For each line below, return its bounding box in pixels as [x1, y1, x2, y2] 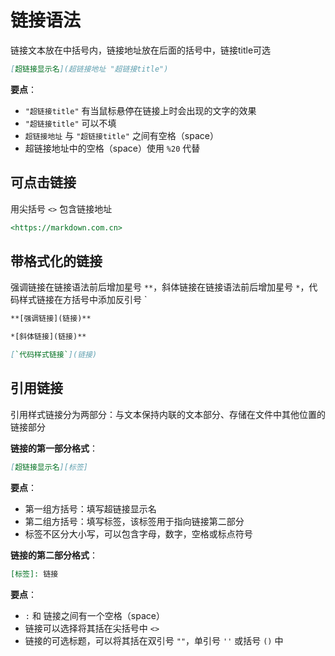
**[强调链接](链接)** [10, 314, 92, 324]
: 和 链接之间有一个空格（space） [24, 609, 165, 621]
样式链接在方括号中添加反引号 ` [18, 294, 148, 306]
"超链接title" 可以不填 [24, 117, 117, 129]
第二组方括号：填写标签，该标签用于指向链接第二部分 [24, 515, 245, 527]
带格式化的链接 [10, 252, 103, 270]
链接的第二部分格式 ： [10, 549, 98, 561]
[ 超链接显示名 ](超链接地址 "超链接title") [10, 64, 169, 74]
